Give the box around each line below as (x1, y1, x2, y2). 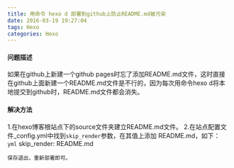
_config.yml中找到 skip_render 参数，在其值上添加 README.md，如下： (13, 131, 221, 140)
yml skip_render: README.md (7, 139, 94, 147)
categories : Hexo (7, 30, 59, 38)
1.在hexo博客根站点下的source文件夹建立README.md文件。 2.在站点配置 (7, 122, 221, 131)
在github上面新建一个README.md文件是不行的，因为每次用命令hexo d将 (7, 79, 220, 87)
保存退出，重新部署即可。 (7, 154, 71, 162)
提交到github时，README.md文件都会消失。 (13, 88, 144, 96)
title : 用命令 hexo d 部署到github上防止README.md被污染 (7, 10, 167, 18)
